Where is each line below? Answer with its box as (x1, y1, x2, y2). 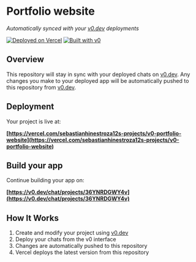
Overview (6, 54, 45, 65)
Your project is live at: (6, 118, 61, 125)
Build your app (6, 160, 63, 171)
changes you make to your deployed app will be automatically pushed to (6, 77, 189, 84)
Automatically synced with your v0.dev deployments (6, 25, 139, 32)
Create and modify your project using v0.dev (15, 229, 129, 237)
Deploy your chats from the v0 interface (15, 236, 116, 243)
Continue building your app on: (6, 177, 85, 184)
